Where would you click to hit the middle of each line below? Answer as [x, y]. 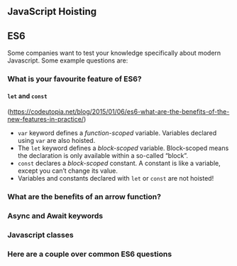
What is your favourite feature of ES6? [75, 79]
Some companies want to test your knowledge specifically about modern [114, 53]
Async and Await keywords [55, 216]
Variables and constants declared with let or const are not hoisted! [116, 179]
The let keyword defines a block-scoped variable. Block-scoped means [123, 148]
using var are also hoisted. [56, 141]
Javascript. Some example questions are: [68, 60]
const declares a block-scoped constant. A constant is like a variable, [119, 164]
